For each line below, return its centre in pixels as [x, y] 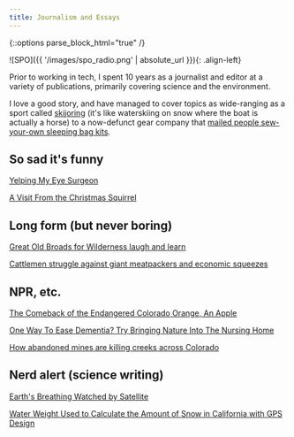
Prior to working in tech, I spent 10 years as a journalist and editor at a [136, 77]
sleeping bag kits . [79, 131]
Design [22, 423]
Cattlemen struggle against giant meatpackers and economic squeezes [139, 264]
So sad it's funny [57, 160]
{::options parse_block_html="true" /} [77, 42]
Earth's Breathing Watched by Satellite [79, 396]
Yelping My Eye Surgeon [54, 180]
